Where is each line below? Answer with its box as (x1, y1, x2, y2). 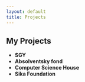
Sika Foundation (14, 70, 56, 77)
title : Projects (6, 14, 46, 20)
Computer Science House (14, 64, 80, 71)
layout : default (6, 8, 46, 15)
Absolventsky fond (14, 58, 63, 65)
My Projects (6, 36, 51, 46)
